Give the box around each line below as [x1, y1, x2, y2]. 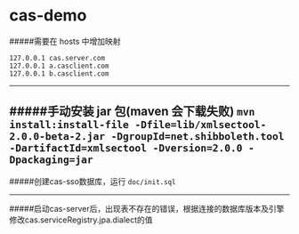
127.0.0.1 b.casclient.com [9, 69, 109, 78]
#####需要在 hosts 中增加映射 [9, 36, 122, 46]
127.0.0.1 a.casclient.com [9, 61, 109, 70]
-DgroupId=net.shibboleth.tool [110, 130, 285, 143]
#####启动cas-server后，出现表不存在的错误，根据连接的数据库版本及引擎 [9, 203, 285, 214]
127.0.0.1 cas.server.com [9, 53, 105, 62]
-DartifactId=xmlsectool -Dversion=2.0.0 [9, 141, 243, 155]
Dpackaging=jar [9, 153, 93, 166]
